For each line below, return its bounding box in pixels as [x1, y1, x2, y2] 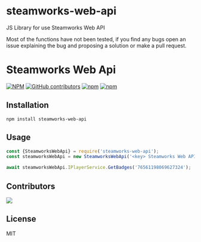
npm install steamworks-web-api [6, 116, 87, 122]
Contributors [6, 181, 56, 191]
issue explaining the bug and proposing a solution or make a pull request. [6, 42, 187, 49]
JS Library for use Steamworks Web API [6, 24, 105, 31]
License [6, 214, 36, 224]
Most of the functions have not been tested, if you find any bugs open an [6, 35, 187, 43]
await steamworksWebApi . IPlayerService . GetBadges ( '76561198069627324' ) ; [6, 165, 191, 171]
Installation [6, 100, 49, 110]
